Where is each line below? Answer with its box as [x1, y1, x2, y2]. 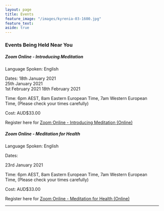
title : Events [5, 12, 34, 17]
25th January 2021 [5, 81, 43, 87]
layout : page [5, 7, 32, 12]
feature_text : [5, 21, 34, 26]
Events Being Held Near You [5, 42, 73, 48]
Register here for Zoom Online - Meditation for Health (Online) [5, 195, 130, 201]
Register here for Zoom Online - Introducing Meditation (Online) [5, 119, 133, 125]
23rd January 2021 [5, 162, 43, 168]
